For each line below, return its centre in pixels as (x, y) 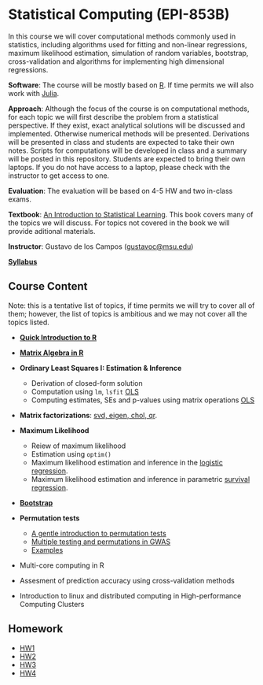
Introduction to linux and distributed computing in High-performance (130, 595)
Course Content (48, 286)
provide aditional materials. (52, 231)
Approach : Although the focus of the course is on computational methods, (129, 109)
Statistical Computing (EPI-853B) (119, 15)
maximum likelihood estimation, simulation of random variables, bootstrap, (128, 53)
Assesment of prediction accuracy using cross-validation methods (127, 580)
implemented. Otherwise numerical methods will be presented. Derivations (129, 133)
